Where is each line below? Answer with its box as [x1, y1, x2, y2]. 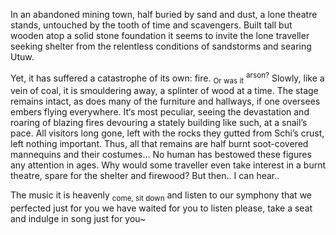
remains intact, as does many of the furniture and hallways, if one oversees [10, 95, 321, 108]
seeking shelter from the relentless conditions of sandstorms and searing [10, 40, 312, 52]
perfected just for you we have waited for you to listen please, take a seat [10, 202, 313, 214]
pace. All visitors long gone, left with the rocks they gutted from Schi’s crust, [10, 127, 325, 139]
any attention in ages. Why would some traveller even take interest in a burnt [10, 159, 327, 171]
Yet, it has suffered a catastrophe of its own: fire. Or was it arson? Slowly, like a [10, 70, 325, 86]
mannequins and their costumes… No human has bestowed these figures [10, 149, 312, 161]
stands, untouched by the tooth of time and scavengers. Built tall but [10, 19, 293, 31]
